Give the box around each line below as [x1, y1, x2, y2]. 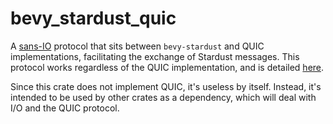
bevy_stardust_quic [10, 7, 177, 30]
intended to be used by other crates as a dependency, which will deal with [10, 91, 317, 103]
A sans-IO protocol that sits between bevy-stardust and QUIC [10, 40, 265, 52]
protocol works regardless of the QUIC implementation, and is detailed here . [10, 61, 325, 73]
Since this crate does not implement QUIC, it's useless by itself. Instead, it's [10, 80, 322, 92]
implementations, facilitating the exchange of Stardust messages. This [10, 50, 300, 62]
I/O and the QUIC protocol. [10, 102, 120, 114]
